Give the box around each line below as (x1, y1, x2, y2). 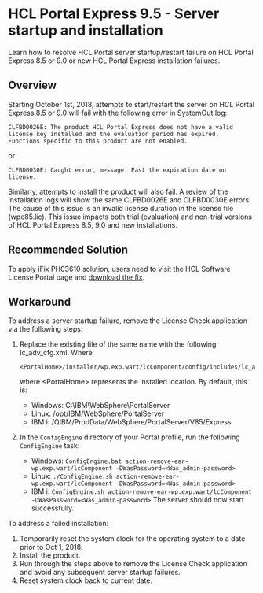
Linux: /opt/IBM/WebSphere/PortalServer (31, 409, 165, 418)
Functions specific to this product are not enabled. (8, 137, 188, 145)
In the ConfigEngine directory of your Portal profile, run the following (19, 432, 241, 442)
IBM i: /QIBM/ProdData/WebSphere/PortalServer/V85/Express (31, 417, 232, 427)
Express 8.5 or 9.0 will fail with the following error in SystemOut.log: (8, 108, 228, 117)
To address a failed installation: (8, 519, 109, 528)
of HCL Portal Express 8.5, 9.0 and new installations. (8, 220, 178, 229)
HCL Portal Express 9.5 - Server (8, 5, 220, 23)
